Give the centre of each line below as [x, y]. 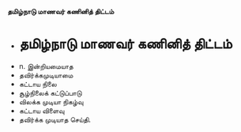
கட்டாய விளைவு [41, 111]
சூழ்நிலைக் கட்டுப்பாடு [50, 92]
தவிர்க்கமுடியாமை [46, 75]
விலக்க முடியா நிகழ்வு [51, 101]
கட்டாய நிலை [38, 84]
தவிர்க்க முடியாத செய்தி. [55, 119]
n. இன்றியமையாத [46, 66]
